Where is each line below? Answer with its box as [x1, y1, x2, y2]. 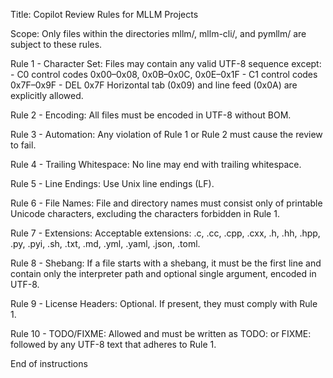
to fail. [10, 139, 37, 151]
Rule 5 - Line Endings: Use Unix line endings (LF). [10, 178, 215, 189]
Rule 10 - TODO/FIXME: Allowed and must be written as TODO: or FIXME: [10, 328, 312, 339]
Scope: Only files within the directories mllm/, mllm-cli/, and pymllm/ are [10, 28, 307, 39]
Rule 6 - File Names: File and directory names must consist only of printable [10, 197, 323, 209]
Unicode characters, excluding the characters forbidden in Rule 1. [10, 208, 280, 219]
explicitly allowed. [10, 90, 84, 101]
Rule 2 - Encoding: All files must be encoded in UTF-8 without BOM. [10, 109, 292, 121]
